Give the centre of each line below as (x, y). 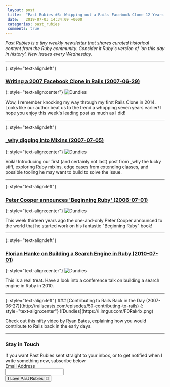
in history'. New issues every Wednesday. (49, 54)
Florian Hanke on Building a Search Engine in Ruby (68, 253)
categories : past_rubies (33, 24)
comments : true (23, 29)
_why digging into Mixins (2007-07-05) (55, 140)
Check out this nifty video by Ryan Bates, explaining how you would (76, 321)
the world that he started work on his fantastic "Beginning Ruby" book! (79, 226)
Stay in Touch (22, 344)
